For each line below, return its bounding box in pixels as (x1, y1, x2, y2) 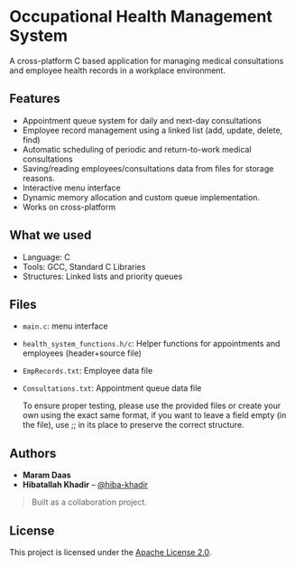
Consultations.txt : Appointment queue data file (22, 383, 202, 394)
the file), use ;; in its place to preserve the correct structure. (22, 420, 245, 431)
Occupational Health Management (9, 6, 272, 27)
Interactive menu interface (22, 182, 121, 193)
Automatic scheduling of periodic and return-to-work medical (22, 144, 252, 154)
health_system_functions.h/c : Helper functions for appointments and (22, 339, 281, 349)
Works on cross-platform (22, 201, 116, 212)
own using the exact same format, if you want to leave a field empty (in (22, 410, 287, 421)
